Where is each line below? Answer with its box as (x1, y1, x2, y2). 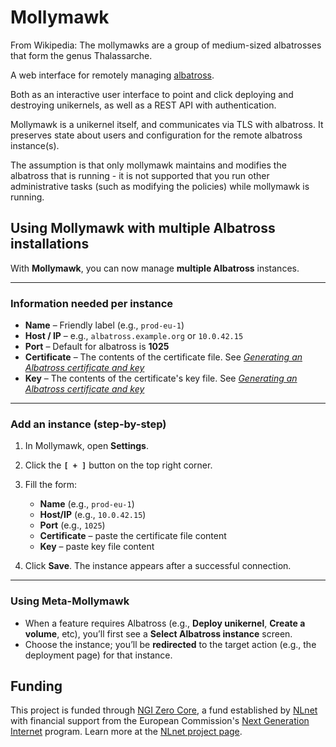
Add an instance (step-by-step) (10, 417, 167, 431)
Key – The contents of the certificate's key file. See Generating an (24, 372, 298, 385)
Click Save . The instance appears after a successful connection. (24, 560, 292, 572)
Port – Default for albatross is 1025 (24, 341, 170, 353)
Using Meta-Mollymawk (10, 594, 130, 608)
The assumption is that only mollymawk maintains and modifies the (10, 159, 287, 171)
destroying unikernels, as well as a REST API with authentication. (10, 99, 277, 111)
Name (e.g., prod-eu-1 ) (39, 498, 135, 510)
